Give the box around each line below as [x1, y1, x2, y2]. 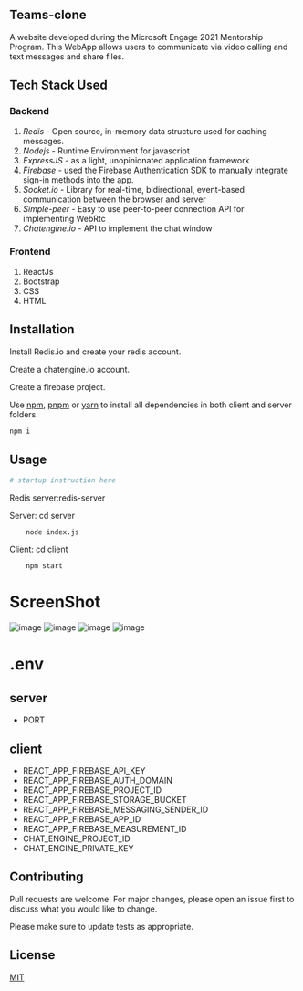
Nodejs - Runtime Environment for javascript [22, 145, 190, 156]
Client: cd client [9, 543, 68, 555]
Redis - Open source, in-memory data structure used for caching [22, 125, 267, 136]
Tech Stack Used [9, 78, 108, 93]
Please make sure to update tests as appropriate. [9, 921, 194, 932]
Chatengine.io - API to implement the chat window [22, 223, 213, 234]
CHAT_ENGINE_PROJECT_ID [22, 833, 131, 844]
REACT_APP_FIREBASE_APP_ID [22, 813, 141, 825]
